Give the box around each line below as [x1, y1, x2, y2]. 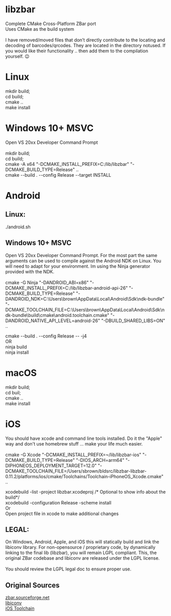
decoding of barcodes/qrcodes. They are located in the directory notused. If [5, 42, 166, 48]
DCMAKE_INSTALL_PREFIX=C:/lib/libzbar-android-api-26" [5, 285, 128, 291]
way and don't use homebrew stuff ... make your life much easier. [5, 440, 143, 447]
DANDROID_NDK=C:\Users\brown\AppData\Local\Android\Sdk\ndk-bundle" [5, 295, 165, 302]
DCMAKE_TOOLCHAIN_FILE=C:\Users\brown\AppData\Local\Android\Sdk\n [5, 306, 165, 313]
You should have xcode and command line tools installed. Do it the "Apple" [5, 435, 162, 441]
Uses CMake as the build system [5, 26, 75, 32]
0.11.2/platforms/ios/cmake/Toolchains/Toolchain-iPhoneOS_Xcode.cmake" [5, 473, 164, 479]
